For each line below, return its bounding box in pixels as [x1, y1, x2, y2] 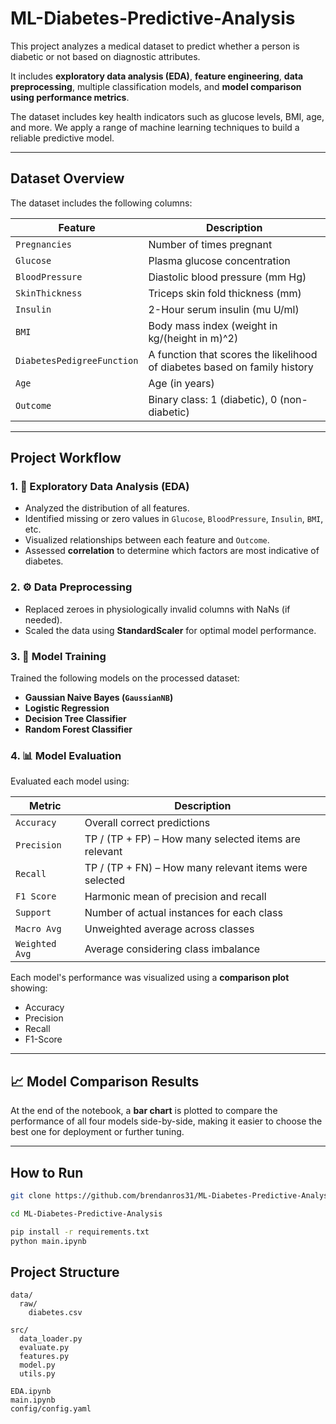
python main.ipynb [10, 1236, 87, 1246]
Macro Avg [15, 923, 62, 935]
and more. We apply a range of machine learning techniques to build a [10, 121, 300, 133]
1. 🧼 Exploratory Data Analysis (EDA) [10, 480, 190, 494]
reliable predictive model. [10, 132, 115, 144]
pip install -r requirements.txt [10, 1227, 150, 1237]
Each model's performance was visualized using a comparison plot [10, 972, 290, 984]
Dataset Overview [10, 170, 125, 187]
